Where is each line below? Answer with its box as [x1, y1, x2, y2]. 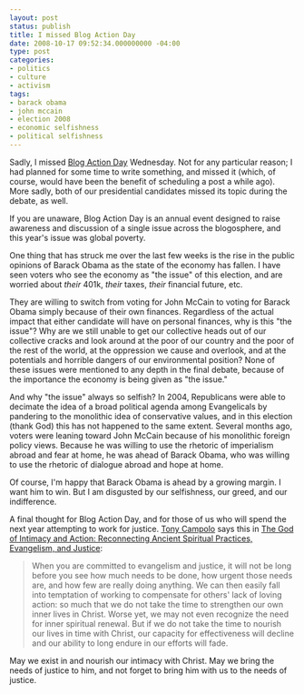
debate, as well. [9, 195, 69, 206]
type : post [9, 47, 51, 56]
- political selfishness [9, 132, 103, 141]
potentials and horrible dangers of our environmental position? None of [9, 354, 275, 365]
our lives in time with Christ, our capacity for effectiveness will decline [31, 628, 295, 639]
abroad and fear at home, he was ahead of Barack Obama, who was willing [9, 449, 290, 460]
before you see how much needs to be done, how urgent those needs [31, 569, 293, 580]
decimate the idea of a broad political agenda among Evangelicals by [9, 401, 268, 412]
